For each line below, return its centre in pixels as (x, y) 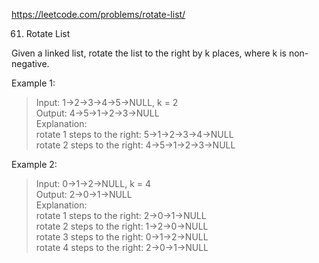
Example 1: (33, 83)
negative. (30, 63)
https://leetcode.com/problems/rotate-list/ (98, 14)
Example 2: (34, 164)
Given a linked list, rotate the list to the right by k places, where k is (149, 53)
